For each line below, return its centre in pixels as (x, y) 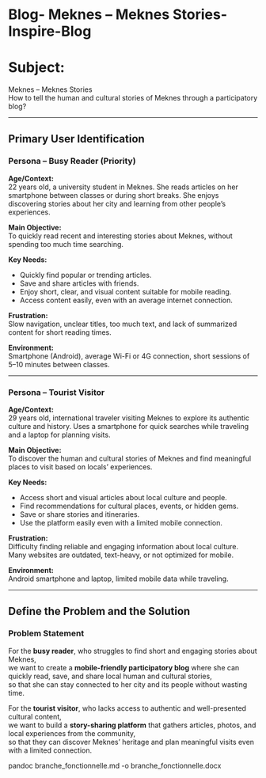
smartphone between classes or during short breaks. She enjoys (114, 195)
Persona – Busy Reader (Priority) (72, 161)
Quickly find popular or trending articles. (85, 275)
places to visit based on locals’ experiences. (80, 467)
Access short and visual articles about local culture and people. (123, 498)
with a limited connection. (50, 750)
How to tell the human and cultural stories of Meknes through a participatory (133, 98)
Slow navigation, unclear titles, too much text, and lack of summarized (123, 324)
